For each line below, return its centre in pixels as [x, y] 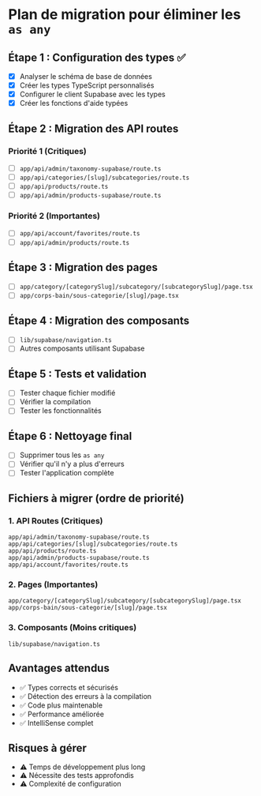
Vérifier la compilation [55, 402]
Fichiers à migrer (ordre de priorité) [96, 498]
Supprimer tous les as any [62, 455]
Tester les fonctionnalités [60, 411]
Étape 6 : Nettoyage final [70, 436]
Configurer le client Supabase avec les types [92, 94]
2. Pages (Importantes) [53, 584]
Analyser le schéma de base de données [86, 76]
